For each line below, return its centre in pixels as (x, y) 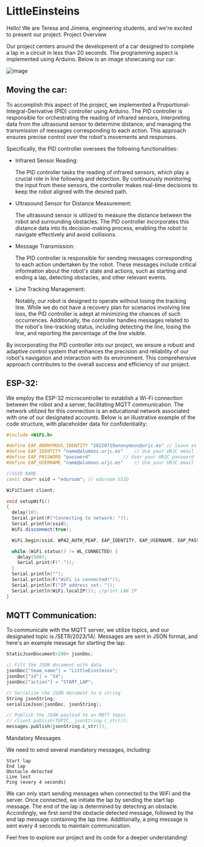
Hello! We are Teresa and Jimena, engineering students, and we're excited (99, 28)
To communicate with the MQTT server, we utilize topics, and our (88, 630)
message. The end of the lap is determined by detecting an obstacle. (93, 806)
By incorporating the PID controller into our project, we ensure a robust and (100, 345)
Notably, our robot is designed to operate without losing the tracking (100, 301)
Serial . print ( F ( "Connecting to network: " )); (70, 518)
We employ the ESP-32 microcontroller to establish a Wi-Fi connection (95, 398)
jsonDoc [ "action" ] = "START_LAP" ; (50, 682)
